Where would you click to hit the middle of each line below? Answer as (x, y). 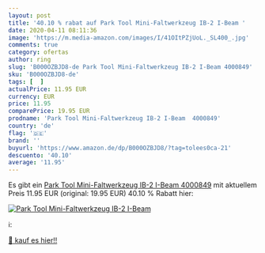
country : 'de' (32, 126)
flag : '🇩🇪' (28, 133)
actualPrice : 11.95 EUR (47, 89)
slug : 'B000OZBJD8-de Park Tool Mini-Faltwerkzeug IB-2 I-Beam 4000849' (131, 67)
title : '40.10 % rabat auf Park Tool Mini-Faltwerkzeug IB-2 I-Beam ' (127, 23)
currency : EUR (32, 96)
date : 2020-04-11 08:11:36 (53, 30)
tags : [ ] (26, 81)
